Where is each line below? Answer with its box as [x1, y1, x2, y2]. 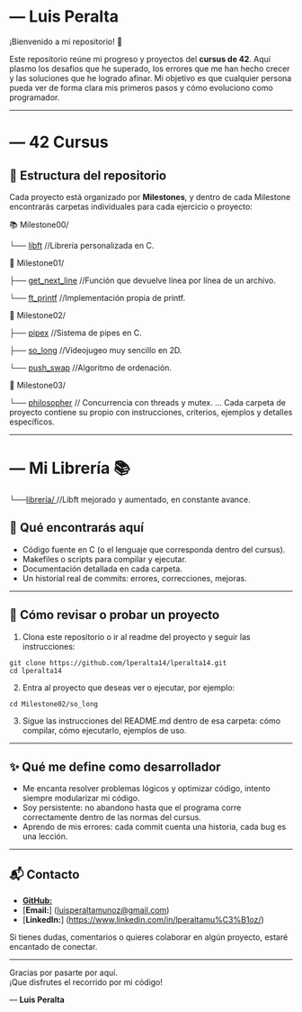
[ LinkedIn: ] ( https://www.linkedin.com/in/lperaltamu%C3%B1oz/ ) [22, 915, 265, 925]
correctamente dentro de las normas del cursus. [22, 812, 202, 823]
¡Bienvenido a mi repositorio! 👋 [9, 36, 123, 47]
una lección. [22, 831, 68, 842]
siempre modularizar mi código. [22, 793, 141, 804]
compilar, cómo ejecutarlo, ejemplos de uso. [22, 725, 187, 735]
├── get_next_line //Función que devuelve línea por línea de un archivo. [9, 275, 277, 286]
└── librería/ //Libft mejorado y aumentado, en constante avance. [9, 494, 252, 505]
